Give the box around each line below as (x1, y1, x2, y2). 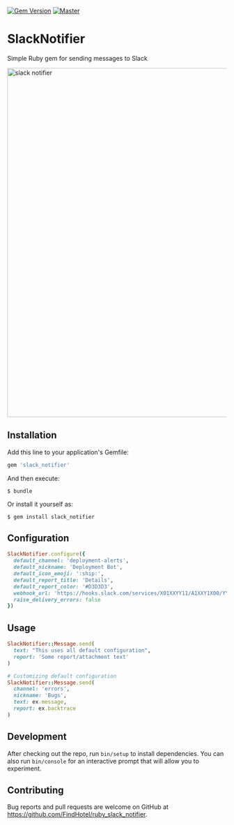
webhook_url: (13, 590, 52, 597)
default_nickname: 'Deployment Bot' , (13, 564, 123, 571)
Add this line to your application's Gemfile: (7, 447, 129, 456)
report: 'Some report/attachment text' (13, 653, 130, 660)
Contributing (7, 784, 64, 796)
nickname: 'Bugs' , (13, 692, 68, 699)
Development (7, 731, 68, 743)
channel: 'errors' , (13, 685, 70, 692)
